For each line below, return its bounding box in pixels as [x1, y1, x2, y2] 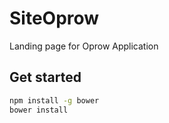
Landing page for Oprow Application [9, 40, 159, 52]
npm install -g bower [9, 95, 100, 106]
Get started [9, 69, 82, 86]
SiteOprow [9, 7, 100, 30]
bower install [9, 105, 69, 115]
